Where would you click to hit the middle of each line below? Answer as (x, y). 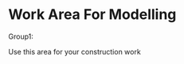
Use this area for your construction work (74, 51)
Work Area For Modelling (92, 15)
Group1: (21, 36)
